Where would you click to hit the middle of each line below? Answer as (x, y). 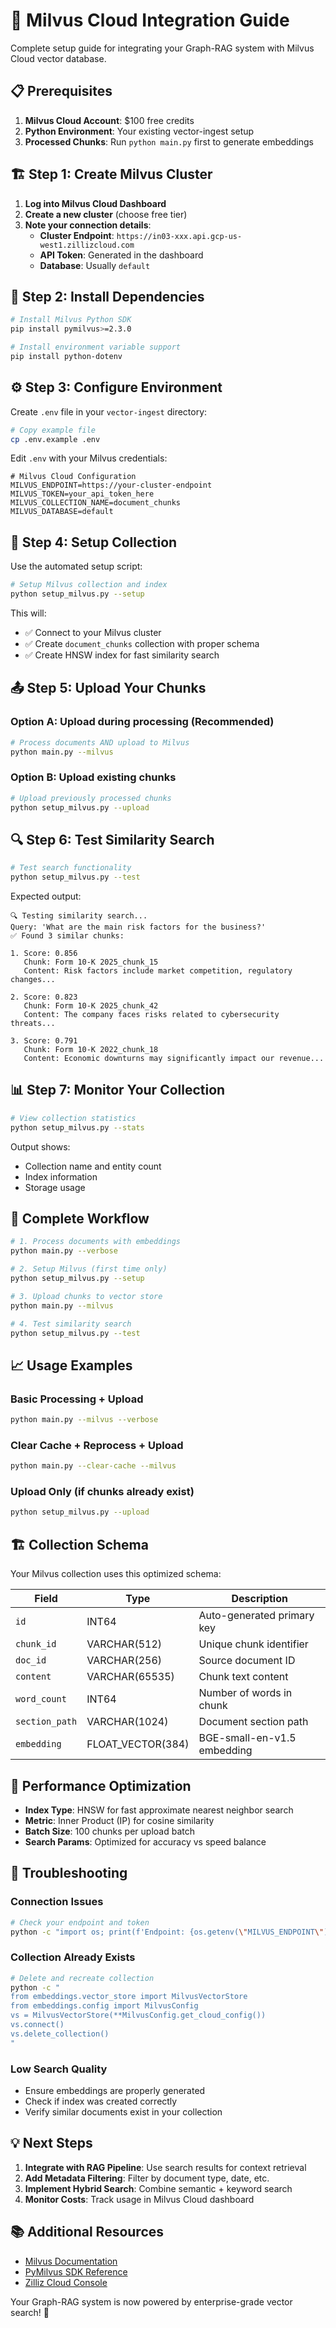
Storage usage (55, 1187)
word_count (41, 1699)
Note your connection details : (88, 225)
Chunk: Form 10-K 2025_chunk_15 (91, 962)
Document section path (253, 1722)
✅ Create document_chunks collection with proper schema (142, 643)
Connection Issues (57, 1902)
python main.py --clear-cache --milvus (93, 1466)
